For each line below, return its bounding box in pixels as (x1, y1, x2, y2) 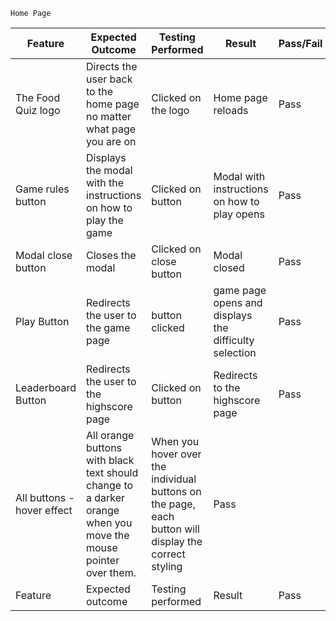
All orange (86, 429, 135, 442)
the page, (151, 497, 196, 511)
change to (86, 479, 134, 492)
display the (151, 535, 203, 548)
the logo (151, 104, 190, 117)
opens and (213, 296, 263, 309)
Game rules (15, 182, 70, 196)
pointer (86, 554, 120, 567)
